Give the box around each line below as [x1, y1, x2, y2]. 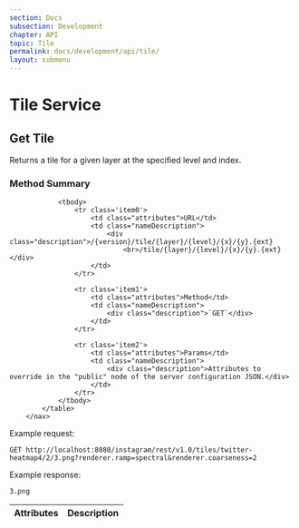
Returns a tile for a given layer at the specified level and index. [9, 155, 242, 165]
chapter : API [9, 30, 59, 39]
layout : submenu [9, 55, 71, 64]
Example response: [9, 469, 82, 481]
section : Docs [9, 13, 63, 23]
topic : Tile [9, 38, 54, 48]
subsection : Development [9, 22, 103, 31]
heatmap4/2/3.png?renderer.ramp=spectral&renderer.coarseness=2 [9, 454, 257, 463]
